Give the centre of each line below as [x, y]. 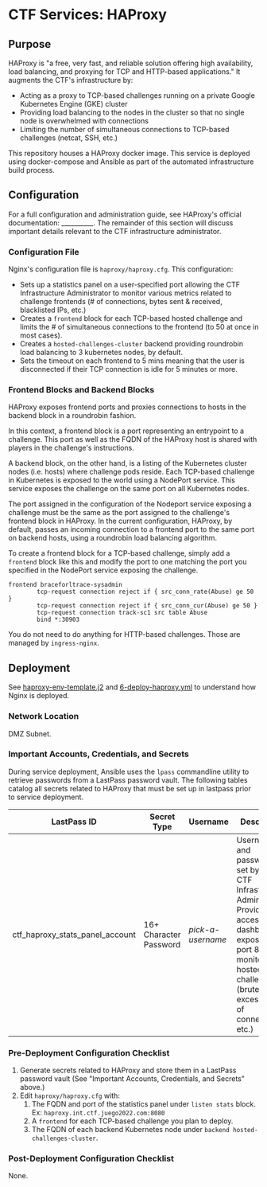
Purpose [30, 44]
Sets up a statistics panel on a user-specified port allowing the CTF [130, 285]
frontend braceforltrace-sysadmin [66, 585]
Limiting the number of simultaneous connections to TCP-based [124, 129]
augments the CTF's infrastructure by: [71, 80]
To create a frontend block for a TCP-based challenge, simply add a [119, 553]
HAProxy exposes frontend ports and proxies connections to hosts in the [127, 407]
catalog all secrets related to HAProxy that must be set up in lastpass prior [130, 788]
